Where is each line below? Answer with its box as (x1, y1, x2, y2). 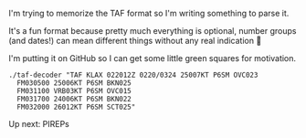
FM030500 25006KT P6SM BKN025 (16, 79, 132, 88)
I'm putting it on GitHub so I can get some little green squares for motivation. (8, 53, 297, 63)
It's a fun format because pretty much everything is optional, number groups (8, 26, 297, 36)
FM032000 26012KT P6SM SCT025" (16, 102, 136, 111)
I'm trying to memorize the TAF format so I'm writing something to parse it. (8, 8, 290, 18)
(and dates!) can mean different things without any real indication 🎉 (8, 36, 262, 46)
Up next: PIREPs (8, 119, 69, 129)
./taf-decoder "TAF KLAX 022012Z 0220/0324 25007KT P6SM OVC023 (8, 70, 259, 80)
